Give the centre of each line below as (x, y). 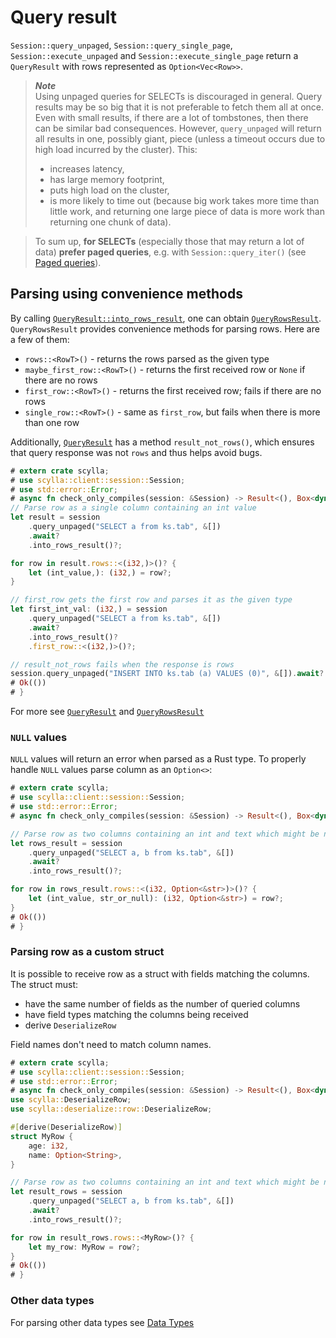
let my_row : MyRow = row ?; (84, 1247)
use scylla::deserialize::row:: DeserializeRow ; (111, 1109)
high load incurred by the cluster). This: (116, 149)
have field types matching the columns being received (136, 1014)
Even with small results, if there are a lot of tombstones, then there (171, 117)
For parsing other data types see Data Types (102, 1322)
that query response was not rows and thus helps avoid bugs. (136, 452)
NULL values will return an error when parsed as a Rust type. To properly (158, 759)
